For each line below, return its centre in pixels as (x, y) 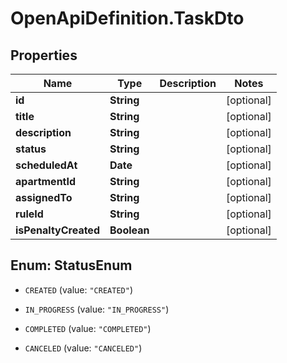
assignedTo (44, 197)
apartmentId (46, 181)
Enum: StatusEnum (71, 265)
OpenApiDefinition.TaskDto (127, 18)
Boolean (129, 230)
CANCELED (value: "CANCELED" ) (83, 348)
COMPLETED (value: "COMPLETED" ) (88, 328)
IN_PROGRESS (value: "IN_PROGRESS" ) (97, 309)
